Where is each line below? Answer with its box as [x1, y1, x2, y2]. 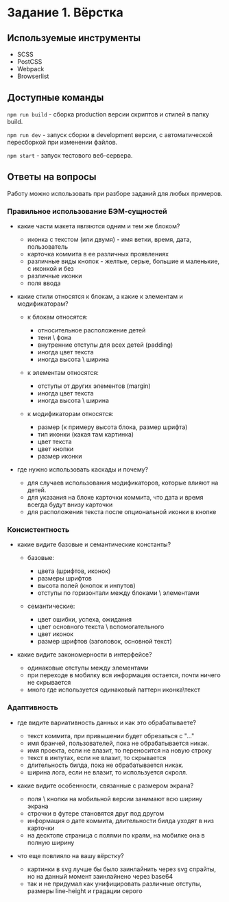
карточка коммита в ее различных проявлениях [27, 249, 169, 258]
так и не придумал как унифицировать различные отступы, [27, 879, 202, 888]
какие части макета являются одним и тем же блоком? [16, 221, 180, 230]
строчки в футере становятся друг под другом [27, 809, 165, 817]
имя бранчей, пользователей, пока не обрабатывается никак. [27, 739, 209, 747]
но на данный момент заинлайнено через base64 [27, 872, 173, 880]
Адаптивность [7, 703, 58, 712]
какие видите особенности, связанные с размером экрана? [16, 781, 194, 790]
